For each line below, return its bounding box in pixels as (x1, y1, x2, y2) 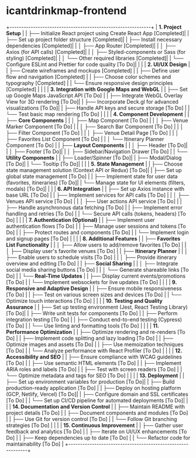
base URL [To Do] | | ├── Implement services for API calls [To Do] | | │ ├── (6, 192, 189, 199)
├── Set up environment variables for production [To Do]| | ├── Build (6, 378, 175, 385)
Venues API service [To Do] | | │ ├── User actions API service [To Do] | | (6, 197, 183, 204)
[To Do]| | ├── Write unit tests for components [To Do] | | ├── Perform (6, 309, 178, 317)
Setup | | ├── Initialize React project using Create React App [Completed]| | (6, 29, 189, 36)
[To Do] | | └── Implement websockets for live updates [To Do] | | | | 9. (6, 278, 177, 285)
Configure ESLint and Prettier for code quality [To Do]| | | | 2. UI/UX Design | (6, 60, 190, 68)
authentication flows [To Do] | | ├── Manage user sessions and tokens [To (6, 223, 186, 230)
